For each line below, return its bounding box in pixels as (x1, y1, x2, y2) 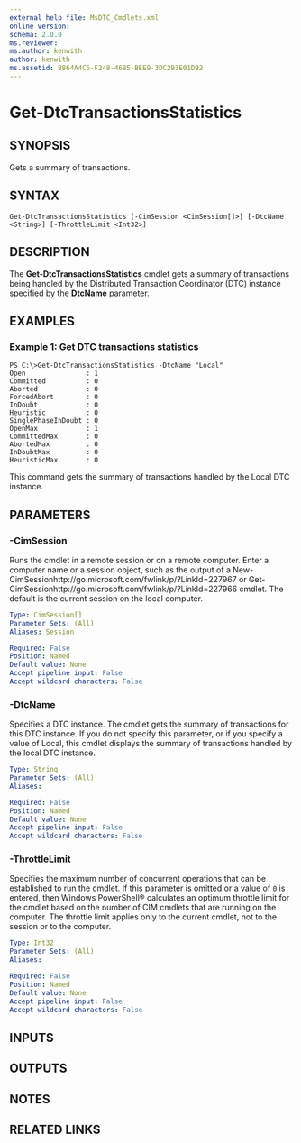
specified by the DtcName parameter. (9, 288, 150, 298)
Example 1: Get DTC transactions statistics (9, 340, 199, 352)
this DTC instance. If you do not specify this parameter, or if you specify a (9, 728, 284, 739)
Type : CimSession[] (9, 610, 83, 619)
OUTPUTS (9, 1061, 68, 1076)
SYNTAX (9, 188, 60, 204)
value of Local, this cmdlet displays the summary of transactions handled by (9, 738, 293, 749)
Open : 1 (9, 369, 99, 379)
